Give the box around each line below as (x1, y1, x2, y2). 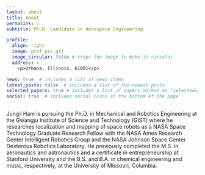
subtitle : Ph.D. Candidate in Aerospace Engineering (6, 26, 143, 32)
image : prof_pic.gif (12, 48, 64, 55)
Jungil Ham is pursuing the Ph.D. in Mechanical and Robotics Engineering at (6, 110, 197, 117)
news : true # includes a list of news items (6, 76, 124, 82)
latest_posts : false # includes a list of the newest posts (6, 82, 165, 88)
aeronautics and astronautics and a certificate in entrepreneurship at (6, 149, 179, 156)
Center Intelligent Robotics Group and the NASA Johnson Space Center (6, 136, 186, 143)
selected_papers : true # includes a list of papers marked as (6, 88, 168, 94)
